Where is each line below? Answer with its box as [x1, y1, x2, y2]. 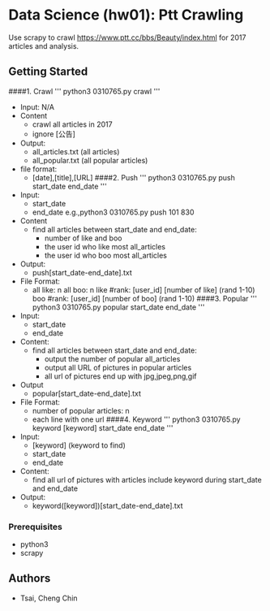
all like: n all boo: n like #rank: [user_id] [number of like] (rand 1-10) [32, 284, 255, 294]
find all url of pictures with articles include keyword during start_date [32, 474, 262, 484]
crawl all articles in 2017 [32, 119, 113, 129]
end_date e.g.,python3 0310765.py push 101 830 [32, 207, 195, 217]
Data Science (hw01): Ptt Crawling [8, 6, 244, 24]
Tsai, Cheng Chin [19, 593, 79, 603]
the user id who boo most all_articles [44, 250, 168, 260]
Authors [8, 571, 51, 586]
